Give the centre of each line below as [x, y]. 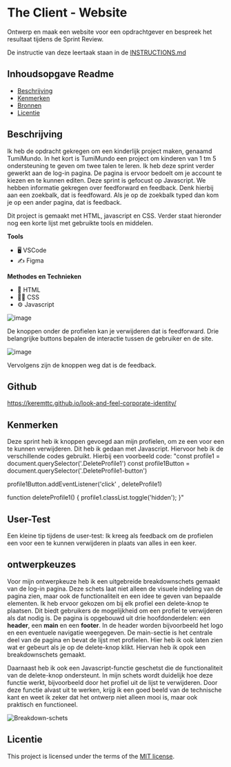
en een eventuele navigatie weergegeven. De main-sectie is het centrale [110, 633]
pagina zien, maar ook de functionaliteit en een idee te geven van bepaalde [114, 596]
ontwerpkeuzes [42, 565]
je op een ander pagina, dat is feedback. [64, 202]
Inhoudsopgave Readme [61, 74]
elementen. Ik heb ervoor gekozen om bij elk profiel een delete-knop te [108, 603]
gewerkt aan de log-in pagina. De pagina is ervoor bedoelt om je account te [114, 173]
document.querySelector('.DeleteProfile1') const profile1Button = [99, 464]
